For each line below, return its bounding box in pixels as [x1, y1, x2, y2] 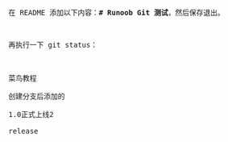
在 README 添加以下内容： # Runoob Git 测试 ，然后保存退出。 [8, 8, 226, 17]
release [8, 127, 39, 136]
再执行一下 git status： [8, 40, 98, 49]
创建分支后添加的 [8, 92, 65, 101]
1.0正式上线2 [8, 110, 54, 119]
